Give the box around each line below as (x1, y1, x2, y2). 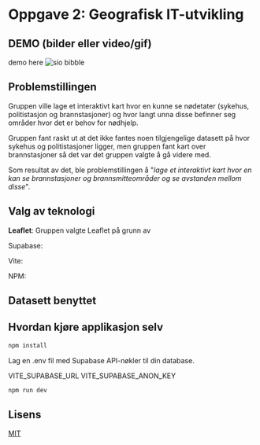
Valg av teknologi (8, 204, 95, 218)
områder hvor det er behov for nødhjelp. (8, 118, 139, 127)
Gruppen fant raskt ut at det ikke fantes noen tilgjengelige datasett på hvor (8, 133, 251, 142)
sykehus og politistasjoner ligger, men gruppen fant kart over (8, 142, 206, 151)
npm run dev (8, 386, 47, 394)
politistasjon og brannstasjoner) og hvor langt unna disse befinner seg (8, 109, 236, 119)
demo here (8, 57, 43, 67)
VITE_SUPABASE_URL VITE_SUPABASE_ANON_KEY (8, 371, 176, 381)
